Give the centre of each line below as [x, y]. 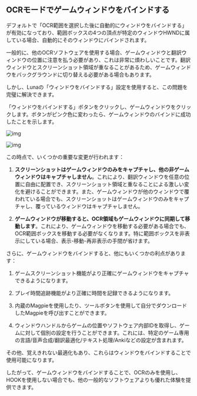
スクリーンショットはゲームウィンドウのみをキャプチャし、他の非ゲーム [102, 169]
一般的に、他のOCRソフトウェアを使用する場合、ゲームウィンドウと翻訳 [94, 52]
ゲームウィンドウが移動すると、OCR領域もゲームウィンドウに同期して [100, 218]
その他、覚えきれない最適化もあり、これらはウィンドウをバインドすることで [98, 352]
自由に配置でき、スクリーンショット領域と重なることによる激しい [104, 184]
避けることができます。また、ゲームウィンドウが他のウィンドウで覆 [107, 191]
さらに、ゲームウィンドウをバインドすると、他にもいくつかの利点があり [94, 253]
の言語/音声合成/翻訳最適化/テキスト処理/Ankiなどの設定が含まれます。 [101, 340]
